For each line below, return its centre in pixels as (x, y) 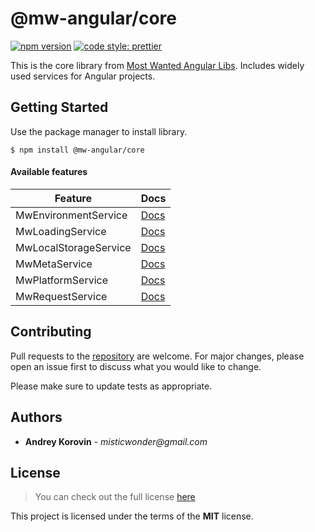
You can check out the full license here (115, 497)
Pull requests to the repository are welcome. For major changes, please (157, 356)
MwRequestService (61, 296)
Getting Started (59, 107)
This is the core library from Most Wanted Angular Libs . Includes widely (157, 65)
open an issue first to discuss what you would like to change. (136, 366)
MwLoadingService (61, 231)
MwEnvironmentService (71, 215)
